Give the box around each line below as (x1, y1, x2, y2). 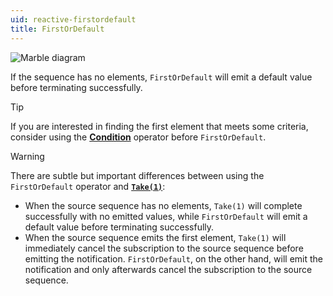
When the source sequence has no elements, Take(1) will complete (24, 199, 303, 211)
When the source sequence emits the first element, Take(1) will (24, 231, 287, 243)
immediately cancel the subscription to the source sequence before (24, 242, 304, 254)
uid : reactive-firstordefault (10, 14, 137, 25)
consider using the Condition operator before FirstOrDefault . (10, 131, 267, 143)
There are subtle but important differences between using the (10, 169, 265, 181)
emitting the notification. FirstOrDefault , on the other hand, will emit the (24, 252, 323, 265)
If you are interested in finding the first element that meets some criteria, (10, 120, 309, 132)
